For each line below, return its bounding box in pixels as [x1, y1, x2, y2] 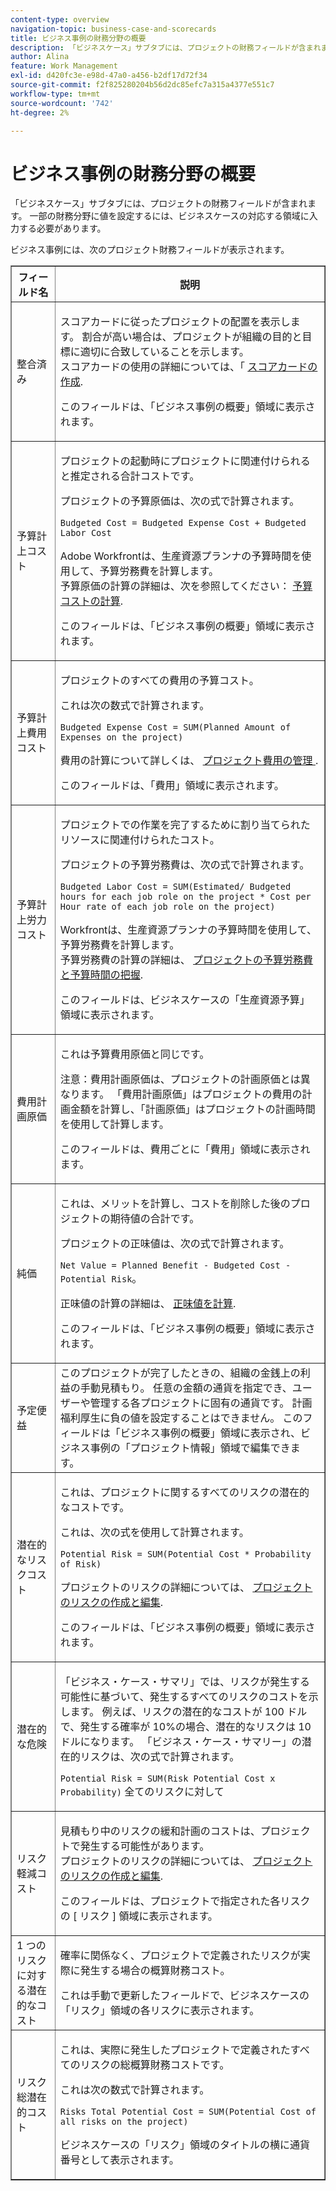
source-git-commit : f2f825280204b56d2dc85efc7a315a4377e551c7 [10, 80, 275, 90]
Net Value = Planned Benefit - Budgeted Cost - [59, 1260, 292, 1271]
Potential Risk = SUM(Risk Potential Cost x [59, 1773, 276, 1785]
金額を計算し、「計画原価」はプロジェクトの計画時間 [69, 1102, 316, 1116]
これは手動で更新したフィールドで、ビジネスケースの [59, 1989, 310, 2003]
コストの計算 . [59, 594, 124, 608]
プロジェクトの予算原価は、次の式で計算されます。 [59, 494, 300, 508]
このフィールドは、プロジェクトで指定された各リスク [59, 1894, 311, 1908]
